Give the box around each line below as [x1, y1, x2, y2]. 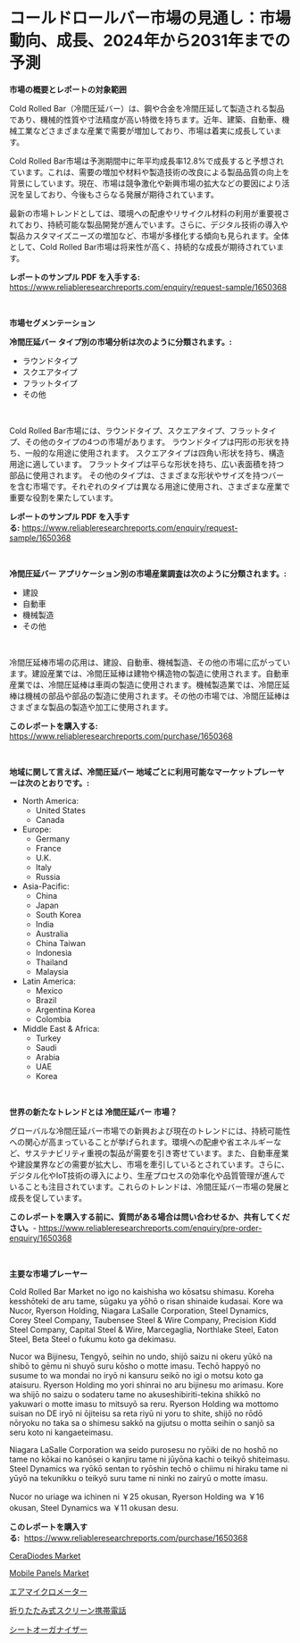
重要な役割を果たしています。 [9, 492, 119, 503]
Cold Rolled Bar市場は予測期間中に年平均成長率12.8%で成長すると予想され [9, 155, 284, 166]
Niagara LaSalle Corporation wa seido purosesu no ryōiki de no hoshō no [9, 1444, 279, 1454]
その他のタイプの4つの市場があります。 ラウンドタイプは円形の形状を [24, 436, 282, 447]
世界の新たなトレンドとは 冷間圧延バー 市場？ [9, 1106, 178, 1117]
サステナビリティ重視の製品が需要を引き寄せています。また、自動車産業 [24, 1147, 289, 1158]
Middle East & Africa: [21, 1023, 100, 1034]
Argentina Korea [35, 1004, 96, 1015]
